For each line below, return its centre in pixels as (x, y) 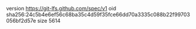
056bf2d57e (21, 21)
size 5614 (49, 21)
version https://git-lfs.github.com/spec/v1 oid (61, 8)
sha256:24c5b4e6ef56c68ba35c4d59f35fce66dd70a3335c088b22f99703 (98, 14)
